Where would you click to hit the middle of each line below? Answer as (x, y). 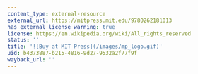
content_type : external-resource (57, 14)
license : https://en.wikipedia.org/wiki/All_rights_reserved (99, 33)
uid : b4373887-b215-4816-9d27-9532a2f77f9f (72, 54)
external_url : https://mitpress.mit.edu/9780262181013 (90, 20)
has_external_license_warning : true (61, 27)
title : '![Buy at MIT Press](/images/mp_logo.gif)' (85, 47)
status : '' (23, 40)
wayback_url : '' (31, 60)
